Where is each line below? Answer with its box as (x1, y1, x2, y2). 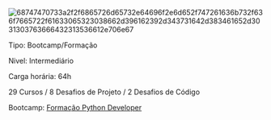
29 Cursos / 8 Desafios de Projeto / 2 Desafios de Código (8, 87, 201, 97)
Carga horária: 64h (8, 72, 71, 81)
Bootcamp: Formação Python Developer (8, 103, 142, 112)
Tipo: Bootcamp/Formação (8, 40, 98, 50)
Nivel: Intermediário (8, 56, 74, 65)
